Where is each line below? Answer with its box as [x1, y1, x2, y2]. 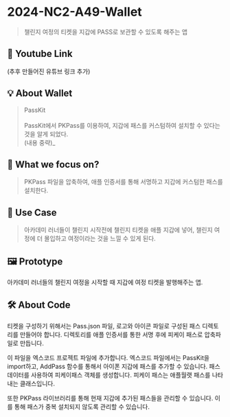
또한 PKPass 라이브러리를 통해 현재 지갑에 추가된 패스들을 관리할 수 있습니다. [7, 394, 214, 402]
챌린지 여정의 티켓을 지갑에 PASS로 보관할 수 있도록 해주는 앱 [23, 27, 187, 36]
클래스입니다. [19, 379, 56, 387]
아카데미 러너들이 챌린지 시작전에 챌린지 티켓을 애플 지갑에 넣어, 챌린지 [23, 226, 213, 234]
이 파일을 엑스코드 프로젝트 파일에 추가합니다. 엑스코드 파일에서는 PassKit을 [7, 353, 210, 361]
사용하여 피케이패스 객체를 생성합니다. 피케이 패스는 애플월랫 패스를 [30, 370, 211, 379]
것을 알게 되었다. [23, 130, 69, 138]
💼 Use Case [7, 207, 57, 218]
